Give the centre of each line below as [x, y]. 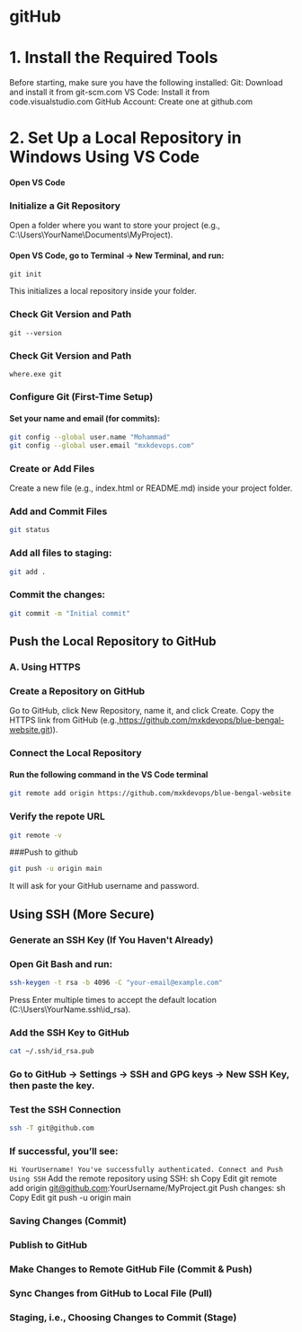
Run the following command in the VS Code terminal [109, 774]
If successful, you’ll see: [64, 1151]
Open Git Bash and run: [61, 963]
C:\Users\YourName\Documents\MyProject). [91, 235]
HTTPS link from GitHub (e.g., [64, 720]
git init [26, 275]
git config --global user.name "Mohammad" [90, 438]
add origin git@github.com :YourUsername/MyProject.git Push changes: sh [147, 1188]
